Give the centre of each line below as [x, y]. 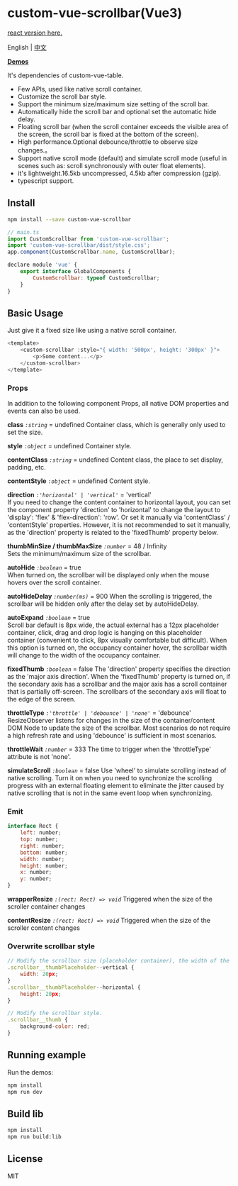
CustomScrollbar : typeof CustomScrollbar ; [96, 278]
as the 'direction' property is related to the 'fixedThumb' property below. [113, 532]
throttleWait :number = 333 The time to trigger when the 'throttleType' [109, 749]
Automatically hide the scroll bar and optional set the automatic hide [117, 111]
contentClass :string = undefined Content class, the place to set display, [115, 460]
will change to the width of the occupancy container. [84, 655]
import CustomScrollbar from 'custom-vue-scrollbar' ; [89, 239]
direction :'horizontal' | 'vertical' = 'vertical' [79, 494]
